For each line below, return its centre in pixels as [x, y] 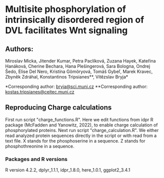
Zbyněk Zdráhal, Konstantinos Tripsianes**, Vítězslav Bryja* [67, 77]
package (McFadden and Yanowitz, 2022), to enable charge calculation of [81, 125]
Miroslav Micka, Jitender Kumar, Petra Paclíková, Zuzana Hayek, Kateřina [80, 61]
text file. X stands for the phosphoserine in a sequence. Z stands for [75, 140]
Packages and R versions [36, 159]
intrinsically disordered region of [75, 20]
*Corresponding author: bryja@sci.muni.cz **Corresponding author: [76, 86]
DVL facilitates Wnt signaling [66, 30]
